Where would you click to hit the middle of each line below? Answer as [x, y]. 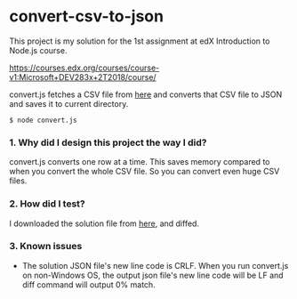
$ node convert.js [43, 120]
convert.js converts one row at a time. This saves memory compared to [140, 162]
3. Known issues [46, 246]
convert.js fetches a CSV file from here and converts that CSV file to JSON [146, 94]
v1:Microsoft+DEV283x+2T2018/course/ [83, 77]
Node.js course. [38, 50]
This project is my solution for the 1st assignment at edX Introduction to [140, 41]
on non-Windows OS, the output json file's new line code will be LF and [153, 275]
